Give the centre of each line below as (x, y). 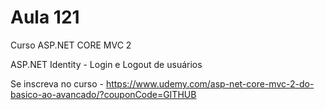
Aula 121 (45, 17)
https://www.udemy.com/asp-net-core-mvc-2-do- (210, 83)
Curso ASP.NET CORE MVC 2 (71, 45)
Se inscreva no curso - (57, 83)
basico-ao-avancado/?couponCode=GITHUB (103, 94)
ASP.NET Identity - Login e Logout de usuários (106, 64)
